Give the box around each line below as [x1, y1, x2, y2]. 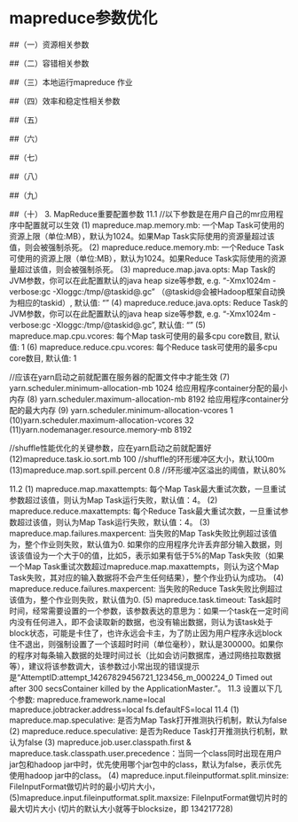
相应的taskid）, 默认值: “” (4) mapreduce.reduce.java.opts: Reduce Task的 [16, 297, 288, 308]
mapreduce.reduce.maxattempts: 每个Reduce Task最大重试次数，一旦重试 [9, 505, 281, 516]
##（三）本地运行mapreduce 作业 [9, 76, 133, 87]
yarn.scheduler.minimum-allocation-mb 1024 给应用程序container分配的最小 [9, 382, 288, 393]
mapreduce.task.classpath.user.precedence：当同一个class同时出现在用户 [9, 748, 282, 758]
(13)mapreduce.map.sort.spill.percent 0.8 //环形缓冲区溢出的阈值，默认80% [9, 465, 286, 475]
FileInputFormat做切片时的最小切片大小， [9, 781, 160, 792]
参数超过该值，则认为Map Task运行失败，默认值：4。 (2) [9, 494, 218, 505]
